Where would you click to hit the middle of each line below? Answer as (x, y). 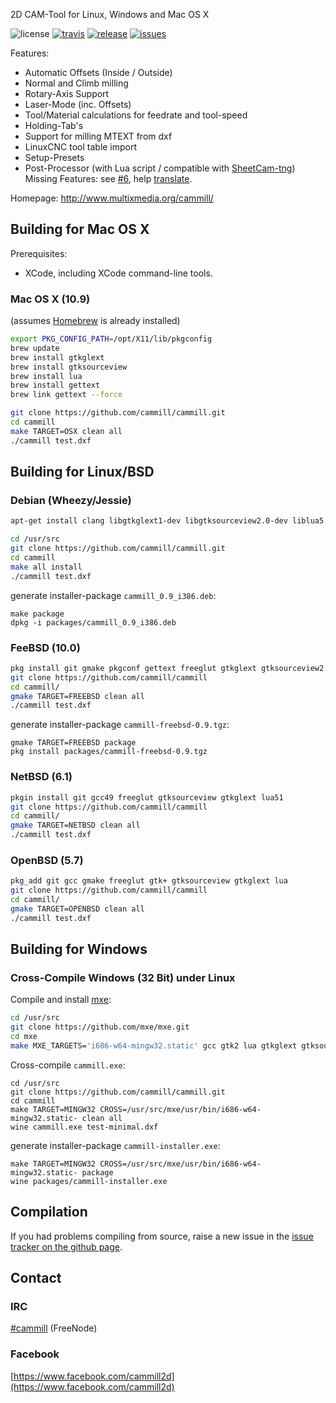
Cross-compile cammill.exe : (68, 1065)
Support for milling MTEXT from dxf (98, 136)
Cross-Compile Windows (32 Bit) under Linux (123, 977)
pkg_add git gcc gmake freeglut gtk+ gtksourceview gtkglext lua (149, 881)
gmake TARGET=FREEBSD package (73, 743)
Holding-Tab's (54, 125)
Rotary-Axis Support (67, 93)
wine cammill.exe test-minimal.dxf (84, 1127)
